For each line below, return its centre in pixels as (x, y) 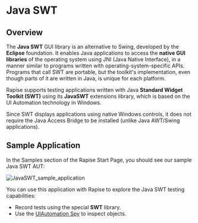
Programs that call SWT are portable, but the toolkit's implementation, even (98, 72)
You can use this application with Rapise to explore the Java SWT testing (95, 189)
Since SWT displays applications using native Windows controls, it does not (99, 114)
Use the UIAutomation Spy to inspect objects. (70, 213)
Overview (25, 32)
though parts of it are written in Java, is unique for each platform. (86, 78)
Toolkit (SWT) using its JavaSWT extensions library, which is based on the (98, 96)
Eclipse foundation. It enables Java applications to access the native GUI (96, 53)
